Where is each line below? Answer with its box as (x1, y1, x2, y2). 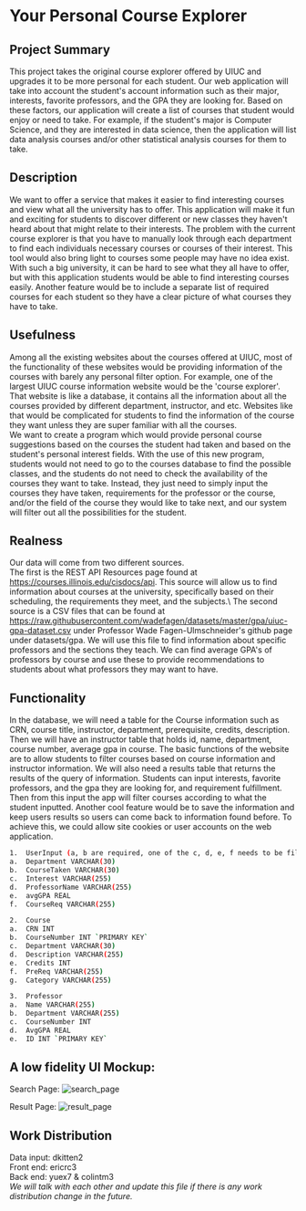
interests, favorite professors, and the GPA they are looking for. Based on (9, 95, 283, 106)
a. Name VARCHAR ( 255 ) (9, 1000, 96, 1009)
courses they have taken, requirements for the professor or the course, (9, 487, 276, 498)
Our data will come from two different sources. (9, 558, 185, 569)
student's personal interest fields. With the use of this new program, (9, 448, 265, 459)
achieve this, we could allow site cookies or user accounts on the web (9, 821, 272, 832)
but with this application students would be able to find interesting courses (9, 271, 290, 283)
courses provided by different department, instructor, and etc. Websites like (9, 400, 293, 411)
